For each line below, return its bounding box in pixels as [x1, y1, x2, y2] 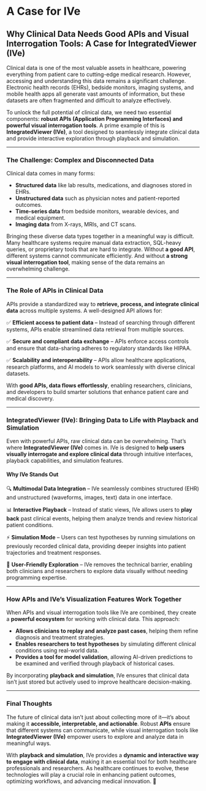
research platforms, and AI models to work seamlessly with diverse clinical [6, 363, 195, 371]
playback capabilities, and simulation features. [6, 457, 124, 464]
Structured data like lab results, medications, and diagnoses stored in [15, 182, 192, 189]
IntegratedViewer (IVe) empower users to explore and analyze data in [6, 733, 184, 740]
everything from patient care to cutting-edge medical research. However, [6, 71, 191, 78]
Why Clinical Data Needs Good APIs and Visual [6, 29, 189, 39]
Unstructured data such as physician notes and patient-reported [15, 195, 180, 202]
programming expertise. [6, 574, 67, 581]
